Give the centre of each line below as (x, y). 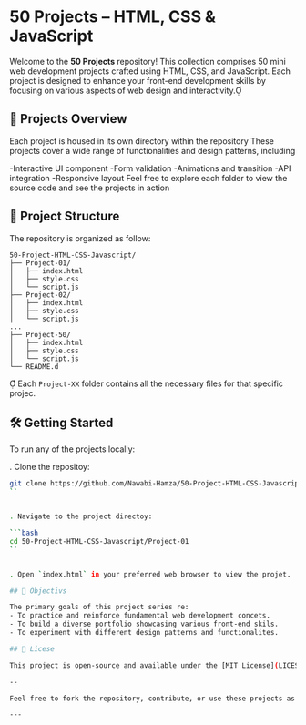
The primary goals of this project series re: (99, 608)
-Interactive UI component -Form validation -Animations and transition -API (150, 168)
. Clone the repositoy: (50, 467)
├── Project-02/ (40, 295)
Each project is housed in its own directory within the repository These (142, 141)
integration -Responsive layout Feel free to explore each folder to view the (148, 178)
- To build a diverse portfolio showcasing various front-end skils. (144, 624)
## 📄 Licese (32, 648)
